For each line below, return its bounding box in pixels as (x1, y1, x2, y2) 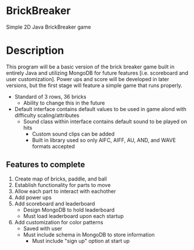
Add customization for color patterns (14, 218, 103, 225)
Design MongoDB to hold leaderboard (23, 206, 115, 213)
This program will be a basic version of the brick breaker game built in (6, 63, 175, 70)
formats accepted (32, 143, 75, 150)
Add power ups (14, 194, 52, 201)
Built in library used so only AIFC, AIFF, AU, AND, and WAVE (32, 136, 176, 144)
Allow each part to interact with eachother (14, 187, 116, 195)
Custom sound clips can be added (32, 130, 115, 137)
